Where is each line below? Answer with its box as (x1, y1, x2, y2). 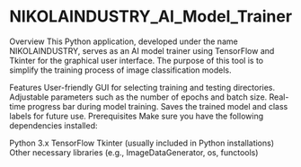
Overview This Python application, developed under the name (9, 36, 238, 47)
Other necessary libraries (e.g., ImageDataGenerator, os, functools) (9, 146, 259, 158)
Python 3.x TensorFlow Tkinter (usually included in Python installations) (9, 137, 275, 148)
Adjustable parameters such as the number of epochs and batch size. (9, 92, 268, 102)
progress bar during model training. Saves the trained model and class (27, 101, 288, 111)
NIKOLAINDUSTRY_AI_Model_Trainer (9, 6, 293, 27)
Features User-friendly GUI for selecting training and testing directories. (9, 82, 276, 92)
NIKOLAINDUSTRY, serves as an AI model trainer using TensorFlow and (9, 45, 275, 56)
